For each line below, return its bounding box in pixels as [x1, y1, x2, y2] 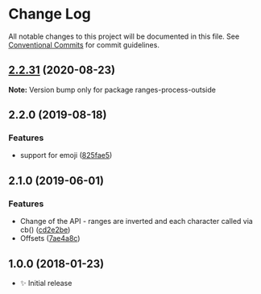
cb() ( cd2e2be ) [19, 225, 71, 234]
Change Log [8, 5, 91, 23]
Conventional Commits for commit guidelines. [8, 39, 159, 49]
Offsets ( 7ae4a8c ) [19, 234, 81, 243]
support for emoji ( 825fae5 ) [19, 151, 113, 160]
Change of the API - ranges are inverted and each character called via [19, 217, 254, 226]
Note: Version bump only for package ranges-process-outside [8, 85, 216, 94]
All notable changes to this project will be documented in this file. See [8, 31, 240, 41]
